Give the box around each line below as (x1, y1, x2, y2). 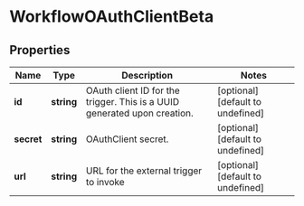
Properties (9, 42, 71, 58)
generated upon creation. (85, 107, 195, 119)
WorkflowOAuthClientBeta (9, 6, 214, 27)
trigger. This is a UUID (85, 96, 180, 108)
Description (121, 70, 174, 81)
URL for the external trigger (85, 164, 203, 177)
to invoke (85, 176, 125, 188)
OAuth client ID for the (85, 84, 181, 97)
